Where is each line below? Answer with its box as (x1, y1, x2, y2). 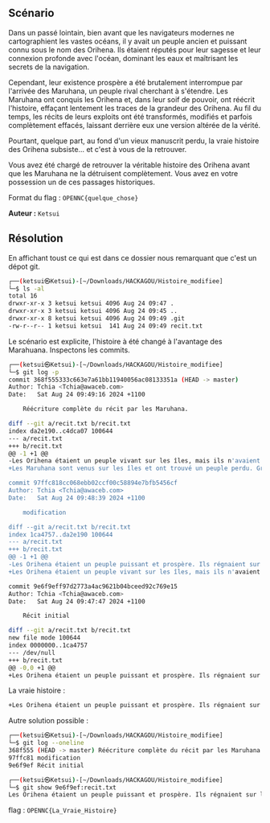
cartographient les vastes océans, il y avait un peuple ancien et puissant (8, 36, 247, 46)
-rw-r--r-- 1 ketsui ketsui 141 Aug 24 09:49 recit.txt (8, 322, 203, 330)
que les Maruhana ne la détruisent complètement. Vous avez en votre (8, 168, 239, 178)
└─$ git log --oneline (8, 739, 84, 747)
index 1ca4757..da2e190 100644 (8, 530, 113, 538)
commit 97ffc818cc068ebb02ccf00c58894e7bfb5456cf (8, 479, 178, 488)
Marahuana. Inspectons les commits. (8, 345, 130, 355)
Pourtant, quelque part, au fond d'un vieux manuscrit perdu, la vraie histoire (8, 136, 260, 146)
